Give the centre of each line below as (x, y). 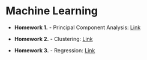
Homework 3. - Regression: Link (55, 50)
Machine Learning (52, 11)
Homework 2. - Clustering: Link (54, 39)
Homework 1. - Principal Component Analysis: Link (77, 27)
